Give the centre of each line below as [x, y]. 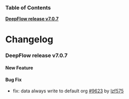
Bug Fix [14, 80]
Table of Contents [28, 8]
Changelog [29, 39]
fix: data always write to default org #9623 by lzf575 [68, 91]
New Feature [19, 68]
